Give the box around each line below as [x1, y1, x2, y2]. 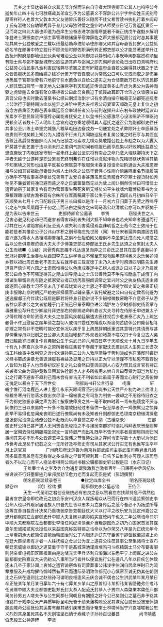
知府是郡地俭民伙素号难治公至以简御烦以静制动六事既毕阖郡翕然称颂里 [17, 53, 158, 58]
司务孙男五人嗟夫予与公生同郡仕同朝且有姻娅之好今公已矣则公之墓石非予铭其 [5, 593, 158, 598]
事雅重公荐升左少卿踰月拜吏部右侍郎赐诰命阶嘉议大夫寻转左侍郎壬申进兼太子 [5, 308, 158, 313]
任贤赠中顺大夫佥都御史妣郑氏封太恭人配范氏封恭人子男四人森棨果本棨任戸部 [5, 587, 158, 592]
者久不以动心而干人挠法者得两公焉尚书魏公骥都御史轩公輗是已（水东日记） [5, 459, 154, 465]
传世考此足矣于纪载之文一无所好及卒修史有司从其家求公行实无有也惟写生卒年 [5, 441, 158, 446]
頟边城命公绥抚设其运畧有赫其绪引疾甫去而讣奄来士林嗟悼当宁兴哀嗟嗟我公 [5, 605, 154, 610]
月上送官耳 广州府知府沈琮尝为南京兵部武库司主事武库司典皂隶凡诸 [5, 447, 156, 453]
